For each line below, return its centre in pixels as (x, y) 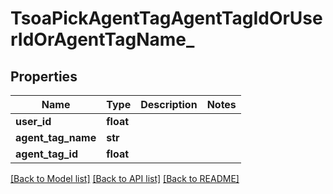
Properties (44, 76)
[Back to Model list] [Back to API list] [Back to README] (125, 178)
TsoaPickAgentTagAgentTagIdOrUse (166, 18)
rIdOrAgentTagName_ (102, 39)
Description (169, 104)
